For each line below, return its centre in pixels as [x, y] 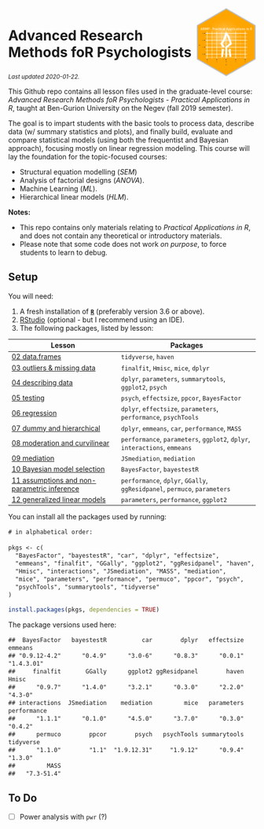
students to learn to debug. [63, 252]
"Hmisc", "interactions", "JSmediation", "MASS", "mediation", [121, 572]
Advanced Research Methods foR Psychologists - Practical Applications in [129, 99]
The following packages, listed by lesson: [86, 328]
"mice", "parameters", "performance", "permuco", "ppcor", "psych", [130, 580]
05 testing [28, 398]
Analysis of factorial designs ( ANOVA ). [82, 180]
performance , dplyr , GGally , [164, 480]
